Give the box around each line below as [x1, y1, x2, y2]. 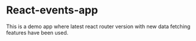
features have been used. [6, 29, 69, 36]
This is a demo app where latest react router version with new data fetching [6, 23, 191, 30]
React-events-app [6, 4, 98, 17]
